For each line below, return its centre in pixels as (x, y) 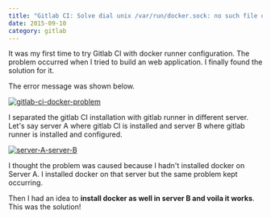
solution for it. (31, 71)
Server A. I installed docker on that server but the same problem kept (123, 175)
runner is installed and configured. (65, 134)
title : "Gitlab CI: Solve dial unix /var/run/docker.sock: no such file (133, 16)
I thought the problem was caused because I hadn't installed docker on (127, 166)
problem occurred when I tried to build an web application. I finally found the (135, 62)
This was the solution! (45, 207)
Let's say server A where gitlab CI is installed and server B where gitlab (127, 126)
